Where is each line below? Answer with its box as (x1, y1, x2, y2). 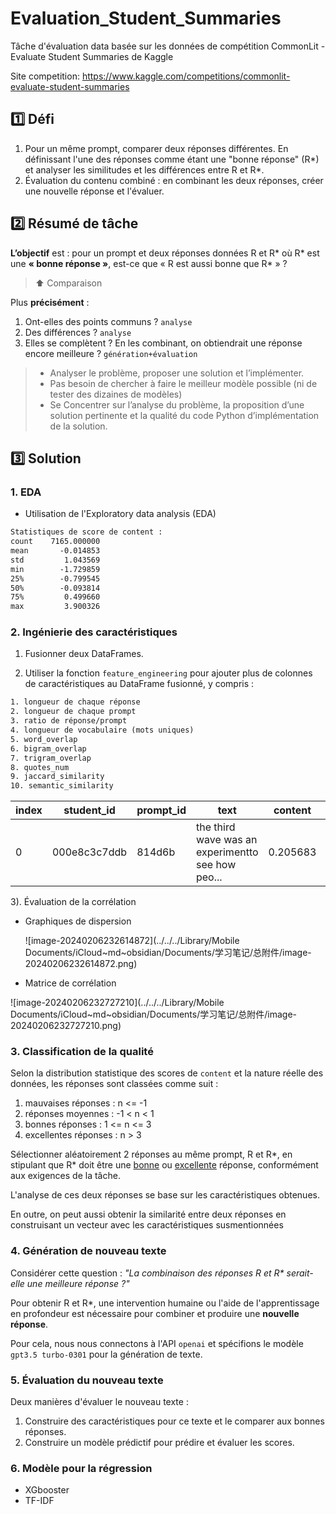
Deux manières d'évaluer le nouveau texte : (10, 1396, 189, 1408)
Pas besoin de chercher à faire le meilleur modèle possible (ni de (49, 377, 318, 389)
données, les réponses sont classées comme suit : (10, 1078, 219, 1090)
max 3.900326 (10, 602, 101, 612)
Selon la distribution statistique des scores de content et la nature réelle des (10, 1067, 324, 1079)
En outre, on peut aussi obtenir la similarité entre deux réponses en (10, 1208, 287, 1221)
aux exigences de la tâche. (10, 1170, 121, 1182)
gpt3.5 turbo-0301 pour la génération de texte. (10, 1348, 203, 1360)
